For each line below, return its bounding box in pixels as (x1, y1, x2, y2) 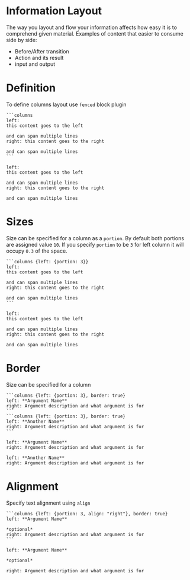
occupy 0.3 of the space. (6, 247, 67, 254)
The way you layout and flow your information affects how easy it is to (6, 24, 178, 31)
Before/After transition (14, 47, 69, 55)
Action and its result (14, 54, 64, 61)
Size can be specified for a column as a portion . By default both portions (6, 234, 185, 241)
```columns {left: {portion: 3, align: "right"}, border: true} (6, 511, 168, 517)
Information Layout (6, 4, 102, 18)
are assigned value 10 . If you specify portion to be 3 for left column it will (6, 241, 184, 248)
